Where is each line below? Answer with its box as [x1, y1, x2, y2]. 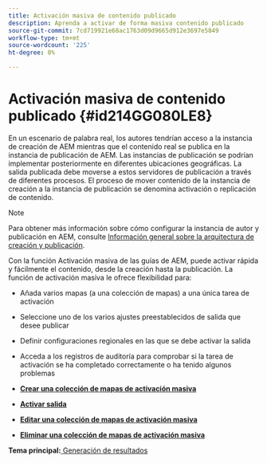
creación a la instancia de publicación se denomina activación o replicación [8, 184, 257, 194]
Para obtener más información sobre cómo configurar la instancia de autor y [8, 223, 259, 233]
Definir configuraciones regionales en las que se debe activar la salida [19, 335, 251, 345]
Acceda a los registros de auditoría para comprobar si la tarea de [19, 351, 234, 361]
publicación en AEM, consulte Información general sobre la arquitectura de [8, 232, 255, 241]
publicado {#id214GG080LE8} [8, 107, 213, 125]
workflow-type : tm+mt [8, 33, 80, 42]
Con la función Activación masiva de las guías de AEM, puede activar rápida [8, 256, 259, 265]
